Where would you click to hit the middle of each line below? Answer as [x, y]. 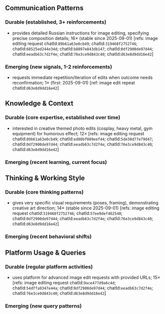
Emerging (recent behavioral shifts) [49, 236]
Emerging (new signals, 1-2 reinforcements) [59, 67]
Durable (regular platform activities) [49, 267]
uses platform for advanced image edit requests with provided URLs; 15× [86, 277]
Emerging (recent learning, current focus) [56, 162]
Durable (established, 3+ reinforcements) [56, 22]
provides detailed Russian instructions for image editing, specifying [81, 33]
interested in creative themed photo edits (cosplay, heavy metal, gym [82, 128]
